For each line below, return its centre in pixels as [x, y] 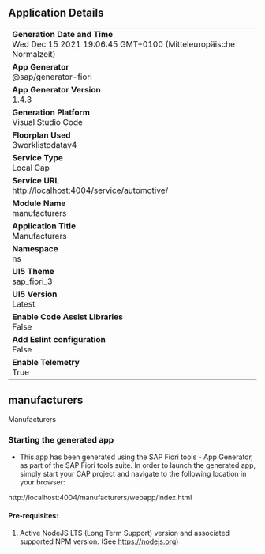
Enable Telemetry [46, 362]
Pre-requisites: [34, 515]
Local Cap [31, 168]
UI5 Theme [34, 271]
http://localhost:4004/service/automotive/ [90, 190]
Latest [24, 303]
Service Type [37, 157]
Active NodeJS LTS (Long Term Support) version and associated [125, 533]
